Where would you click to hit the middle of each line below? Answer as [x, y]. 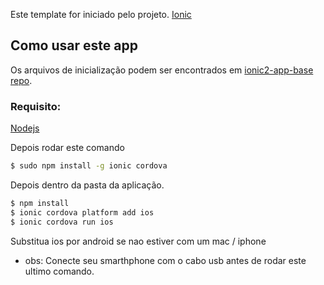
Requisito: [36, 106]
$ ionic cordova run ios [62, 222]
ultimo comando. [59, 271]
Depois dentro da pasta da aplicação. [87, 185]
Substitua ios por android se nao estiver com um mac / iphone [138, 241]
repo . [21, 80]
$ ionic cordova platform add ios [82, 212]
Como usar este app [74, 45]
